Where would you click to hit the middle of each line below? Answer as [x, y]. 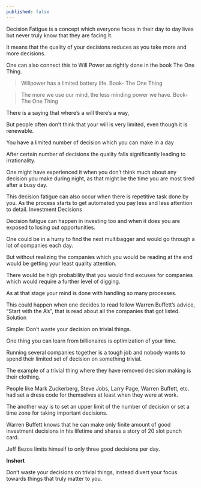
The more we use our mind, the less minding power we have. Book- [104, 94]
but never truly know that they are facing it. [59, 35]
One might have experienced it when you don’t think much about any [91, 172]
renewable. [20, 130]
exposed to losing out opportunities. [51, 227]
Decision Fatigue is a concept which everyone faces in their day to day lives [100, 29]
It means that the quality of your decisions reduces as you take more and [97, 47]
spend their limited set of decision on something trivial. [74, 359]
